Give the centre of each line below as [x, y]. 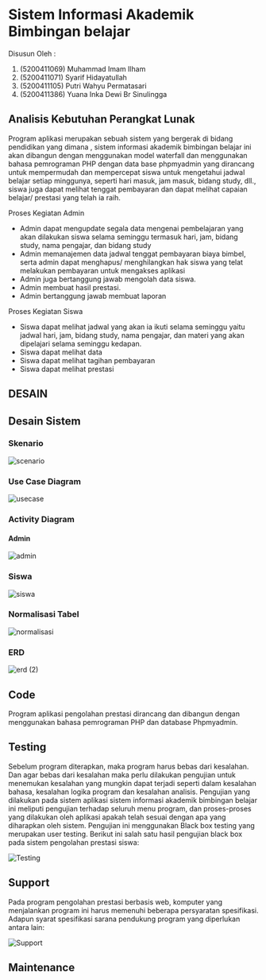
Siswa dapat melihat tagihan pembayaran [87, 360]
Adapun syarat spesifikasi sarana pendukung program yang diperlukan [124, 919]
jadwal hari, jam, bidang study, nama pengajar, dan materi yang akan [132, 335]
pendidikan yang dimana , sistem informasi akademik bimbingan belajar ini [130, 147]
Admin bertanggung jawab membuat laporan [93, 296]
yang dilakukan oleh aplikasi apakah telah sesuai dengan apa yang [117, 817]
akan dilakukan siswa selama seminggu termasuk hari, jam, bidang [129, 237]
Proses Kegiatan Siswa [46, 311]
